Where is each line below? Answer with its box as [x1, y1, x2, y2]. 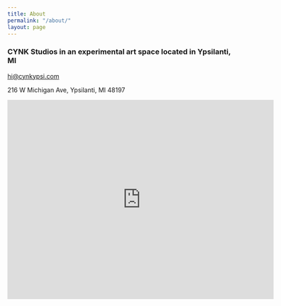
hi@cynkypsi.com [7, 72, 60, 80]
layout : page [7, 23, 46, 30]
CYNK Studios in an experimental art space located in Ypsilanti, [7, 47, 231, 57]
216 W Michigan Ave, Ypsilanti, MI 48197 [7, 86, 126, 94]
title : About [7, 10, 46, 18]
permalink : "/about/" [7, 17, 72, 24]
